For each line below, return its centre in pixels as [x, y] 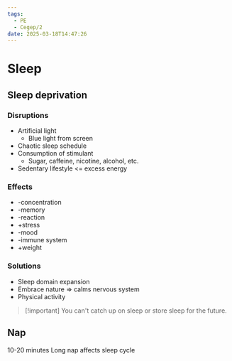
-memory [31, 210]
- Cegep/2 [28, 27]
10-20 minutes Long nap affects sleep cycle [71, 350]
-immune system [42, 240]
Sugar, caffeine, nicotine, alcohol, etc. [83, 161]
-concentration [39, 203]
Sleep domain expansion [54, 281]
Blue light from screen [61, 139]
